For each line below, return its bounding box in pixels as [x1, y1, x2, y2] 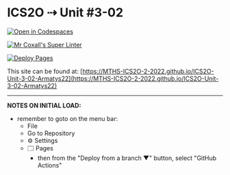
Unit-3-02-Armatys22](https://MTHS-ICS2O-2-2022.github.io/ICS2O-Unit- [7, 74, 219, 83]
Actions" [37, 161, 62, 169]
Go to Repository [27, 129, 75, 137]
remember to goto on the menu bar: [16, 114, 118, 122]
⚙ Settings [27, 136, 58, 144]
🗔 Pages [27, 144, 53, 152]
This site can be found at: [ [7, 67, 83, 75]
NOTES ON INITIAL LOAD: [7, 101, 81, 109]
